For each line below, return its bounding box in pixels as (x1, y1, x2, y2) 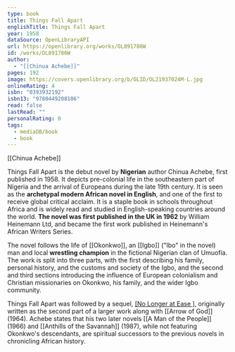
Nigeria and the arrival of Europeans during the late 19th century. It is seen (7, 182, 223, 191)
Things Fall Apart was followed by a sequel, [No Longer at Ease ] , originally (7, 300, 225, 308)
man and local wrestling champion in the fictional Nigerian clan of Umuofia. (7, 249, 228, 257)
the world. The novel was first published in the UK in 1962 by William (7, 213, 210, 221)
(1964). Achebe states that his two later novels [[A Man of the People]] (7, 315, 212, 323)
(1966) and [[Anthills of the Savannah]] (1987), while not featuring (7, 322, 198, 331)
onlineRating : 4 (7, 82, 55, 89)
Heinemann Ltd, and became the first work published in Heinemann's (7, 220, 208, 229)
